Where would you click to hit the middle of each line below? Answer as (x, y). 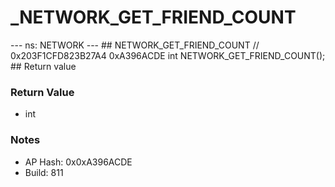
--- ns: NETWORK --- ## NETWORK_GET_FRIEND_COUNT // (135, 45)
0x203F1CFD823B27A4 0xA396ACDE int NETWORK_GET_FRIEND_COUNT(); (168, 55)
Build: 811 (44, 172)
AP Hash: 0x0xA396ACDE (78, 162)
